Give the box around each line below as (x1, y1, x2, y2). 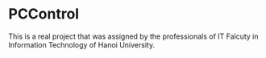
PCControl (8, 5, 79, 23)
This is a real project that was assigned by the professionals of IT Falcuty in (8, 31, 260, 41)
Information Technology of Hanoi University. (8, 39, 156, 49)
